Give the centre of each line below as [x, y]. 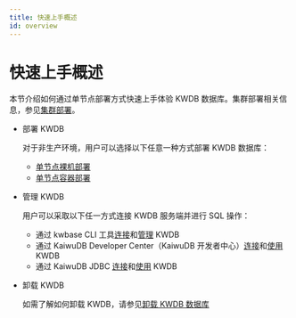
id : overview [33, 26]
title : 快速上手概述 [43, 17]
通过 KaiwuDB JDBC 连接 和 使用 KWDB [106, 266]
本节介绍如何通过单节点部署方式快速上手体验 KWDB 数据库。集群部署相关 [144, 99]
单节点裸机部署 [63, 167]
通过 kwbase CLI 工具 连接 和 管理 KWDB [107, 235]
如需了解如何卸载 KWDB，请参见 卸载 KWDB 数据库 [115, 305]
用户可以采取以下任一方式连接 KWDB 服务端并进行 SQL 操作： [136, 216]
